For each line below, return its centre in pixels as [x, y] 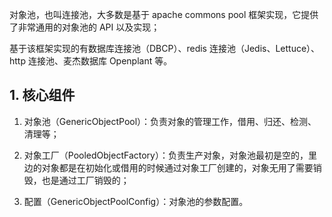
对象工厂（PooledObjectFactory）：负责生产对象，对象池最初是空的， [166, 155]
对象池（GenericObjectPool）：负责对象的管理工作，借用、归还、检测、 [170, 121]
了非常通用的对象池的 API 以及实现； [85, 27]
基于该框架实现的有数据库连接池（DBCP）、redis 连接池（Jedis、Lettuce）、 [165, 48]
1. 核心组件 [42, 95]
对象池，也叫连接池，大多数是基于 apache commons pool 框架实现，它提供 [164, 14]
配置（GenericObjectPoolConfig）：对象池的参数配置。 [136, 201]
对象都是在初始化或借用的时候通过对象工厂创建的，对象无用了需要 [177, 167]
